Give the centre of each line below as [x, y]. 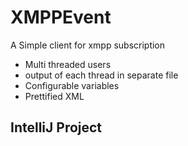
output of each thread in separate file [101, 75]
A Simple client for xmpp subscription [88, 45]
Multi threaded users [68, 64]
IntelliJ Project [56, 127]
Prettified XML [54, 96]
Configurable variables [72, 85]
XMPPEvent [61, 17]
